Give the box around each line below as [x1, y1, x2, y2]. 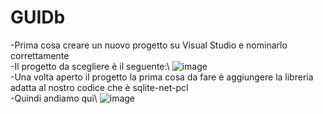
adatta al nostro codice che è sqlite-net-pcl [10, 81, 189, 93]
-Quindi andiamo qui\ [10, 92, 98, 104]
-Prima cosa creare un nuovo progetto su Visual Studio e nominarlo [10, 39, 288, 51]
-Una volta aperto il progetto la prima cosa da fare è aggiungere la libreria [10, 71, 314, 83]
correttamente [10, 49, 70, 61]
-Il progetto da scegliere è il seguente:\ [10, 60, 170, 72]
